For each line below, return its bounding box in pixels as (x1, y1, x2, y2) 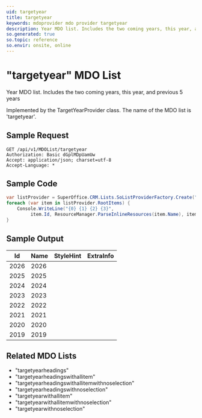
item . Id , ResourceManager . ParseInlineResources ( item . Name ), (30, 212, 185, 218)
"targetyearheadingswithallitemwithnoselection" (14, 379, 135, 387)
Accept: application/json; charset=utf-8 (6, 157, 112, 163)
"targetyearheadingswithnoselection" (14, 386, 108, 393)
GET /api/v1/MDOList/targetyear (6, 146, 87, 153)
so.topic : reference (6, 37, 58, 43)
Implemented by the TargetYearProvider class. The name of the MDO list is (6, 106, 191, 113)
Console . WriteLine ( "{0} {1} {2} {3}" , (17, 206, 114, 212)
